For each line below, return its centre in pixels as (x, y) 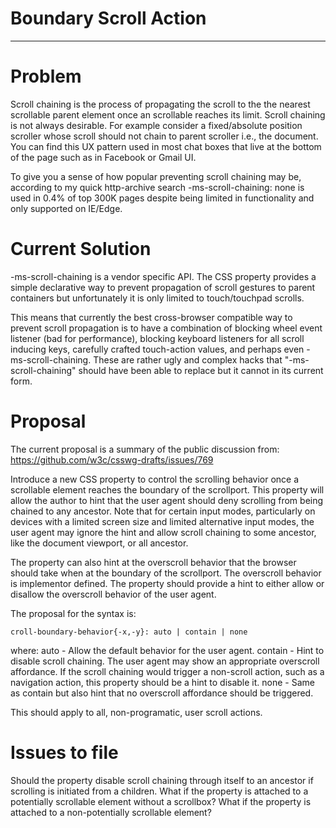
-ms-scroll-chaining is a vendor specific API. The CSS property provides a (163, 276)
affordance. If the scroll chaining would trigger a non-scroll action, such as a (167, 671)
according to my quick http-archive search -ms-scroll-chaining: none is (157, 187)
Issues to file (64, 752)
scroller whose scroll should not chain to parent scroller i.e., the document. (164, 136)
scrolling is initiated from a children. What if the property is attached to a (159, 791)
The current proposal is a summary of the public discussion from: (145, 449)
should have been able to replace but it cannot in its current (201, 370)
